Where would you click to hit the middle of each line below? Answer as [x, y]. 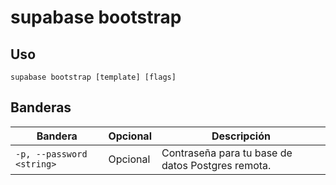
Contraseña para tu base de [227, 153]
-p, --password [51, 154]
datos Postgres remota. [216, 165]
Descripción [241, 136]
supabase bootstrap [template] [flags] [93, 77]
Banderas [41, 107]
